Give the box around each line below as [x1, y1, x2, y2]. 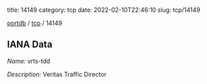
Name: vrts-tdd [7, 57, 51, 65]
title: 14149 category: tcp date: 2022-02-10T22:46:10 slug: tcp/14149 [7, 6, 200, 14]
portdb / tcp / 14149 [7, 19, 63, 27]
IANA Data [7, 39, 53, 51]
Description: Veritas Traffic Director [7, 70, 107, 78]
